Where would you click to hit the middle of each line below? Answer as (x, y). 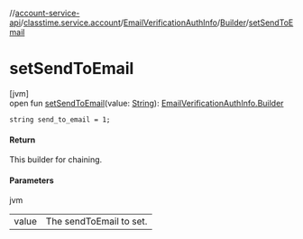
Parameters (32, 180)
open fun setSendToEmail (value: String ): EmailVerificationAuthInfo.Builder (147, 103)
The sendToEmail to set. (96, 222)
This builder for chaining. (56, 160)
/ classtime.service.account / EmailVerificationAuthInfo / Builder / (135, 23)
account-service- (47, 13)
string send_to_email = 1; (60, 119)
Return (23, 140)
